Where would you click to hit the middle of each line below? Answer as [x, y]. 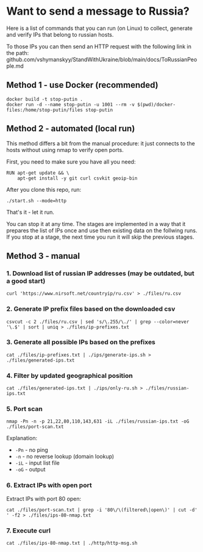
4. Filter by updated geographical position [69, 376]
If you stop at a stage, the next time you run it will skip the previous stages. [100, 237]
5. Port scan [24, 409]
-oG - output [30, 470]
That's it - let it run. [30, 212]
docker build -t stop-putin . [45, 99]
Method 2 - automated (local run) [71, 129]
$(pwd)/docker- [156, 104]
